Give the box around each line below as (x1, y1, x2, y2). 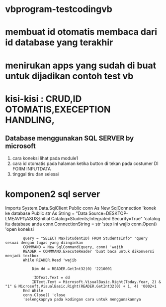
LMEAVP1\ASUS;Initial (5, 215, 51, 221)
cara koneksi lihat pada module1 (12, 155, 79, 161)
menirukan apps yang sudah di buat (5, 60, 157, 71)
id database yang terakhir (5, 37, 113, 48)
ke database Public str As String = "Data (5, 210, 88, 216)
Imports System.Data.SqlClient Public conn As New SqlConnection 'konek (5, 205, 157, 211)
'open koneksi (5, 226, 34, 232)
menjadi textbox (5, 253, 39, 258)
